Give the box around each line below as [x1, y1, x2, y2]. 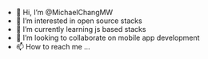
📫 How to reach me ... [15, 42, 90, 51]
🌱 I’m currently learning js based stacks [15, 25, 146, 33]
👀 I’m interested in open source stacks [15, 16, 142, 26]
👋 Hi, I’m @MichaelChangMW [15, 8, 114, 17]
